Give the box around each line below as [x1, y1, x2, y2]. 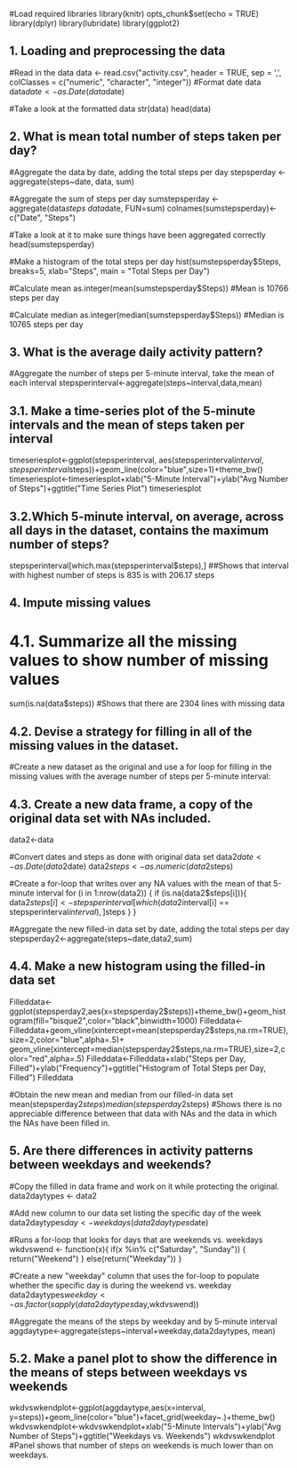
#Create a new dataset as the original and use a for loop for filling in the [9, 761, 272, 773]
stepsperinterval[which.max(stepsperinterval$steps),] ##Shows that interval [9, 560, 289, 571]
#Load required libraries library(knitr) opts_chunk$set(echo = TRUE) [9, 9, 260, 19]
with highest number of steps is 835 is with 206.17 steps [9, 570, 215, 581]
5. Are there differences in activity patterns [9, 1144, 254, 1159]
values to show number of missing [9, 650, 269, 670]
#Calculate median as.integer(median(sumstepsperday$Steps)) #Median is [9, 309, 285, 320]
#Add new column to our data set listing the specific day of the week [9, 1208, 262, 1218]
